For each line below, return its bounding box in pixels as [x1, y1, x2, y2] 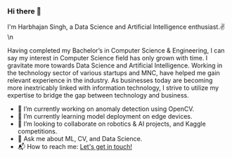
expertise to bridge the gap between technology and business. [7, 91, 189, 100]
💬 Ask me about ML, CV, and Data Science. [17, 135, 143, 143]
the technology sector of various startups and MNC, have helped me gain [7, 69, 220, 77]
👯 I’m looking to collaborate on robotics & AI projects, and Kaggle [17, 119, 206, 129]
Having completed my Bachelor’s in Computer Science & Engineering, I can [7, 46, 225, 55]
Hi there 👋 [7, 6, 42, 16]
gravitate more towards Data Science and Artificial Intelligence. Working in [7, 61, 223, 70]
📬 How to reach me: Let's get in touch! [17, 143, 132, 151]
